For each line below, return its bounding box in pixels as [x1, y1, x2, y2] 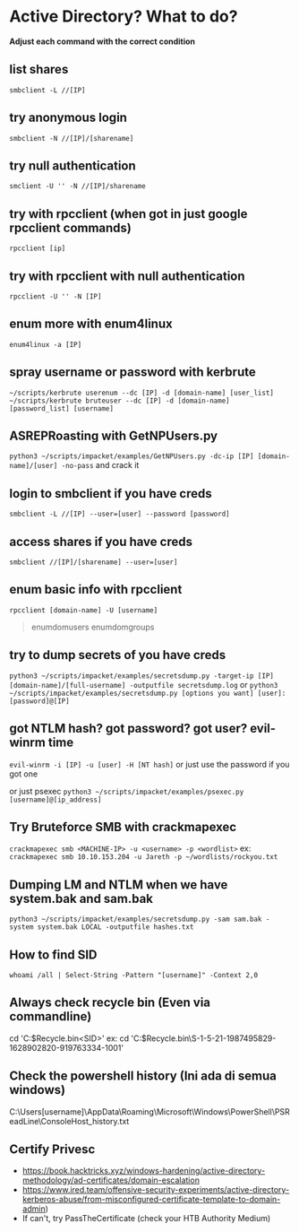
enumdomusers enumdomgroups [30, 621, 155, 632]
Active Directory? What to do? [9, 6, 238, 27]
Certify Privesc [9, 1141, 96, 1157]
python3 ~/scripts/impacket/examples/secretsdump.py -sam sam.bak [9, 915, 262, 924]
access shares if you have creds [9, 534, 192, 549]
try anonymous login [9, 110, 128, 126]
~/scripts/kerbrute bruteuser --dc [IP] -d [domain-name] [9, 396, 230, 405]
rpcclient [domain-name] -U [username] [9, 605, 158, 615]
